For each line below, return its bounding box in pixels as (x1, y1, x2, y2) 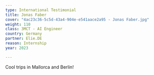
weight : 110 (5, 21, 31, 27)
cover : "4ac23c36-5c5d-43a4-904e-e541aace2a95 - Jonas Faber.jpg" (5, 17, 149, 22)
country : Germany (5, 31, 42, 36)
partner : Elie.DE (5, 36, 42, 41)
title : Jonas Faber (5, 12, 47, 17)
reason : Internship (5, 41, 47, 46)
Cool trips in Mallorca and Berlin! (5, 64, 74, 70)
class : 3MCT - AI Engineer (5, 27, 63, 32)
